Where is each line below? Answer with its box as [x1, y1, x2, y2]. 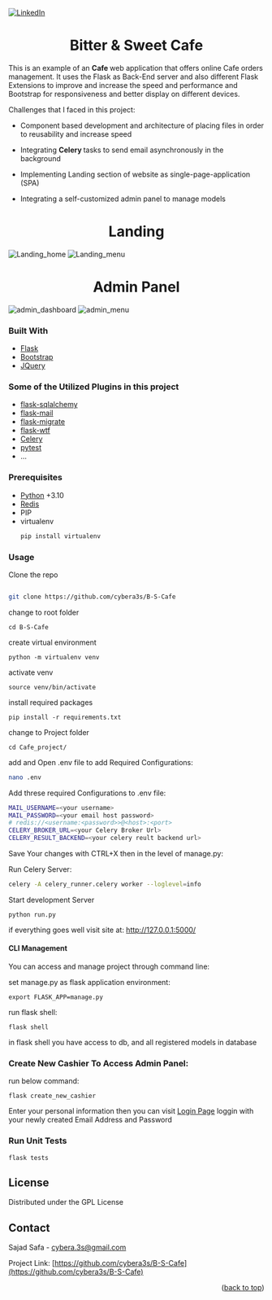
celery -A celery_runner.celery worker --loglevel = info [8, 880, 201, 888]
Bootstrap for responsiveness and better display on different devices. [8, 89, 240, 98]
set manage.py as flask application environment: [8, 978, 171, 987]
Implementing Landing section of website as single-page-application [19, 169, 251, 179]
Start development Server [8, 895, 95, 904]
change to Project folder [8, 727, 89, 737]
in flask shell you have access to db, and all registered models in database [8, 1038, 257, 1048]
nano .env [8, 773, 42, 781]
